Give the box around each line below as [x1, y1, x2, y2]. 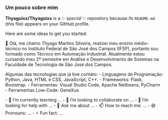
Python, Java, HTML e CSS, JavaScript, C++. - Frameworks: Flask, [5, 76, 143, 82]
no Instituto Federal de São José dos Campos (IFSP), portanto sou [22, 45, 159, 51]
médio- [133, 40, 149, 46]
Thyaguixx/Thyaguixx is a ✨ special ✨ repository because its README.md [5, 15, 155, 21]
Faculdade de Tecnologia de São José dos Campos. [5, 61, 113, 67]
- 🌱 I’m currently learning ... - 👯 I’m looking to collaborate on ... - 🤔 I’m [5, 97, 149, 103]
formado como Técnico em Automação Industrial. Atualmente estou [5, 51, 145, 57]
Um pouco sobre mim [5, 4, 59, 11]
